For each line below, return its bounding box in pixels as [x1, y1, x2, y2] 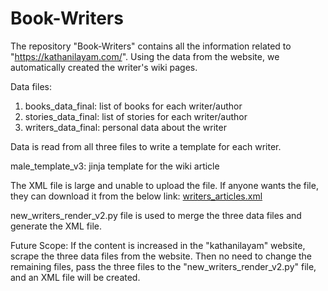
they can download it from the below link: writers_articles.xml [10, 190, 263, 202]
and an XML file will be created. [10, 271, 141, 283]
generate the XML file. [10, 220, 103, 232]
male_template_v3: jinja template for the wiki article [10, 160, 220, 172]
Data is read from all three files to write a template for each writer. [10, 140, 282, 152]
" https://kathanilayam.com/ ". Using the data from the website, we [10, 50, 280, 62]
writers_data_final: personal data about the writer [24, 121, 227, 133]
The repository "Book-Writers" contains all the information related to [10, 40, 292, 52]
